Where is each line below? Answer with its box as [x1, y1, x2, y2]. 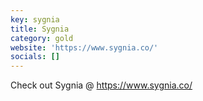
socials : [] [10, 52, 60, 62]
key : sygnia [10, 14, 60, 25]
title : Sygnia [10, 24, 70, 34]
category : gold [10, 33, 74, 43]
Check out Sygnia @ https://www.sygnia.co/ [10, 79, 193, 91]
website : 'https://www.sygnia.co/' [10, 42, 159, 53]
